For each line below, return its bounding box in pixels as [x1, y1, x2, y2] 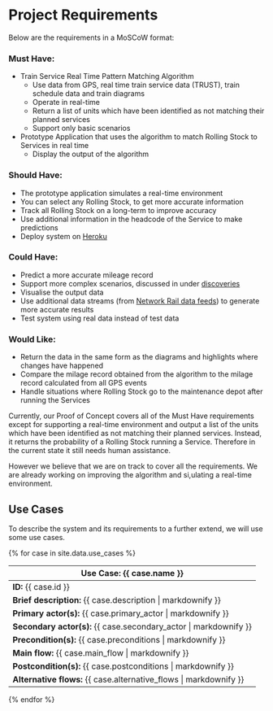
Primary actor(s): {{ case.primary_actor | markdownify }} [12, 608, 229, 619]
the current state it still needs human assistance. [8, 446, 171, 456]
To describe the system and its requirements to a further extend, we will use [8, 523, 263, 534]
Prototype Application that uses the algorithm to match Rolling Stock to [19, 132, 258, 142]
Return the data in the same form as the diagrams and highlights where [19, 352, 258, 362]
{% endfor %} [8, 694, 55, 704]
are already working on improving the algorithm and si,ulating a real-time [8, 470, 252, 480]
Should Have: [8, 169, 63, 181]
